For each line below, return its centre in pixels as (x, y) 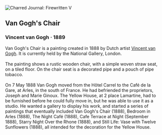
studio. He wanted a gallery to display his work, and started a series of (77, 106)
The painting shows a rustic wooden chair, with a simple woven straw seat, (81, 64)
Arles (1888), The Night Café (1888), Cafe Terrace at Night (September (77, 116)
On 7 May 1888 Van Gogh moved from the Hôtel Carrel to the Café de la (78, 85)
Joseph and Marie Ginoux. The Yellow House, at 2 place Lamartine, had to (81, 95)
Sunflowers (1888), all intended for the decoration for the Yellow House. (78, 127)
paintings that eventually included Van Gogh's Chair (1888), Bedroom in (78, 111)
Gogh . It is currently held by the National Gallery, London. (63, 53)
